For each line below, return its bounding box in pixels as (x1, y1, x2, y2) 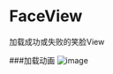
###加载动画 (9, 55, 56, 65)
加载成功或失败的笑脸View (9, 36, 105, 47)
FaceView (9, 6, 83, 26)
